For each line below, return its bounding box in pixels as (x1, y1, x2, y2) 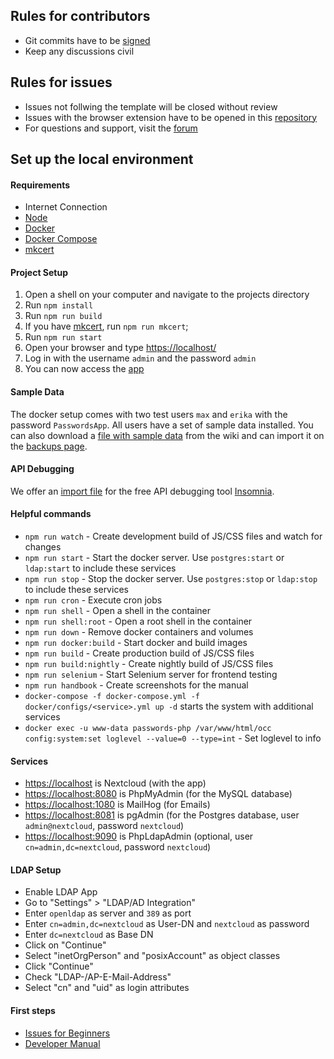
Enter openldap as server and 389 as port (24, 907, 192, 919)
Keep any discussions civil (24, 45, 135, 57)
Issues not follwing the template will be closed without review (24, 100, 278, 113)
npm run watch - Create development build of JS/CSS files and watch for (24, 530, 323, 543)
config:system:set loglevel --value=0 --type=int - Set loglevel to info (24, 732, 322, 744)
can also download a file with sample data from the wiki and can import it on (10, 429, 325, 441)
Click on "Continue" (24, 939, 107, 951)
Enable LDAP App (24, 886, 98, 898)
